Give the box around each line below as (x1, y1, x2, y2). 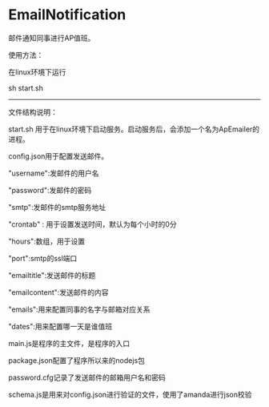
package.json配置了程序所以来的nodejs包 (8, 355, 146, 365)
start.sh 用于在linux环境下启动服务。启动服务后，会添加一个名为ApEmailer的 (8, 124, 260, 134)
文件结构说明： (8, 107, 58, 117)
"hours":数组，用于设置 (8, 236, 86, 246)
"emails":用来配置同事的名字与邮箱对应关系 (8, 304, 151, 314)
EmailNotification (8, 6, 126, 24)
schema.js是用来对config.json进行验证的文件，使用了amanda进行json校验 (8, 389, 252, 399)
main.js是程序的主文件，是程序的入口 (8, 338, 130, 348)
